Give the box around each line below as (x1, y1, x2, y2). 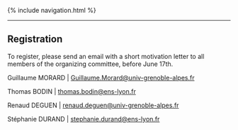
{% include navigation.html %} (7, 6, 97, 14)
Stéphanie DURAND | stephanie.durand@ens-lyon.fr (7, 114, 160, 123)
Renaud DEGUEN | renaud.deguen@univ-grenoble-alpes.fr (7, 101, 179, 109)
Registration (7, 33, 63, 45)
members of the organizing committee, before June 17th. (7, 60, 174, 68)
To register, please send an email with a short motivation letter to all (7, 52, 205, 60)
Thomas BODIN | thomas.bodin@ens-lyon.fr (7, 87, 136, 95)
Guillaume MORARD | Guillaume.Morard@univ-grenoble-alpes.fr (7, 73, 195, 82)
